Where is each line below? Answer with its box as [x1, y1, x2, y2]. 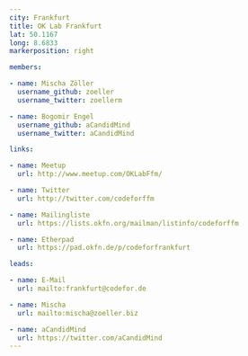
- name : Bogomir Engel [9, 111, 94, 121]
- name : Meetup [9, 161, 66, 171]
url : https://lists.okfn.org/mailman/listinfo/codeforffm [17, 218, 240, 227]
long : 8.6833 [9, 38, 58, 48]
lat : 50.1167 [9, 30, 58, 39]
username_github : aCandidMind [17, 120, 130, 129]
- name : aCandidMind [9, 325, 87, 334]
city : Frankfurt [9, 13, 70, 22]
